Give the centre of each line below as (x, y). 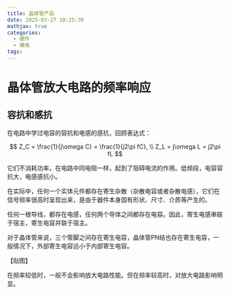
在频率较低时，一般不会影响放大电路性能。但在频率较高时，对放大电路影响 (112, 275)
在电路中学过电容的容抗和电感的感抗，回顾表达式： (79, 133)
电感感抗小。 (43, 176)
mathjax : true (27, 26)
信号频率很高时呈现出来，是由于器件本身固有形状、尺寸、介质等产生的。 (109, 199)
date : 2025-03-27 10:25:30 (46, 20)
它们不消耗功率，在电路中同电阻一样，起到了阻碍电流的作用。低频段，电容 (112, 168)
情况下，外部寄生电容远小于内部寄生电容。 (73, 246)
